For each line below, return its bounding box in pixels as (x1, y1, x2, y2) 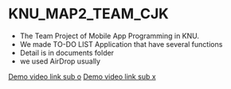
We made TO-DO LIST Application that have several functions (19, 39, 223, 48)
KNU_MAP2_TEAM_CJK (8, 5, 169, 23)
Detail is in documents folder (19, 48, 114, 57)
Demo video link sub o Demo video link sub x (8, 72, 157, 81)
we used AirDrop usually (19, 56, 101, 66)
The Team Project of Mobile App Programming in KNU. (19, 31, 200, 41)
